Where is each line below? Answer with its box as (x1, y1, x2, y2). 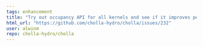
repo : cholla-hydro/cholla (6, 31, 74, 37)
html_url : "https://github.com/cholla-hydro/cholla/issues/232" (6, 20, 172, 26)
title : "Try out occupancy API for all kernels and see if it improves (6, 14, 190, 20)
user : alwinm (6, 25, 39, 32)
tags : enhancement (6, 8, 53, 15)
